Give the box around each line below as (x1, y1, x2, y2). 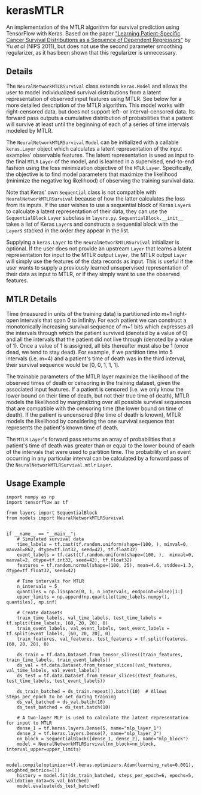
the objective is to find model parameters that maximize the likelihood (6, 171, 178, 178)
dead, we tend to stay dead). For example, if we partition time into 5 (6, 348, 173, 355)
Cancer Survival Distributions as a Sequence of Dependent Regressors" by (6, 36, 191, 43)
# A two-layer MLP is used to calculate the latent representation (17, 715, 188, 721)
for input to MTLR (6, 720, 52, 727)
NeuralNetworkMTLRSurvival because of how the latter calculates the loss (6, 195, 185, 202)
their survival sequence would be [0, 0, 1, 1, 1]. (6, 361, 120, 368)
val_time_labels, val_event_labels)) (6, 668, 100, 674)
